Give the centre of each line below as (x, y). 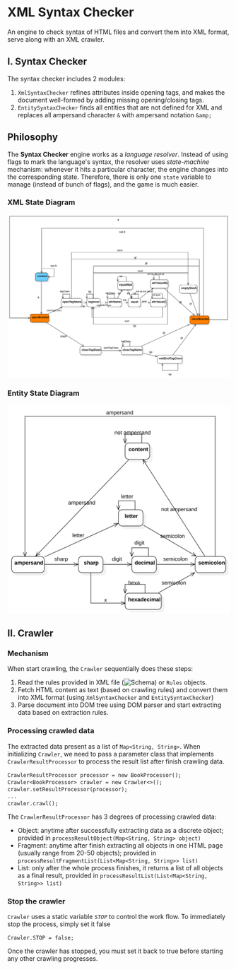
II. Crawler (30, 633)
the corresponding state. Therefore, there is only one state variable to (110, 177)
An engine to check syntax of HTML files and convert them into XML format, (118, 32)
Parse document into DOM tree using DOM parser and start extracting (119, 705)
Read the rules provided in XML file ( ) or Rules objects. (112, 682)
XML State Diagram (41, 202)
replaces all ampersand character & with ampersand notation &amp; (114, 115)
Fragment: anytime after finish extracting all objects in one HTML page (120, 845)
